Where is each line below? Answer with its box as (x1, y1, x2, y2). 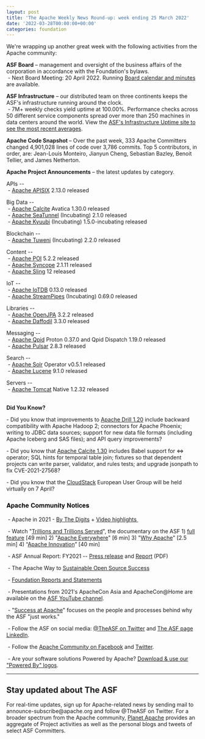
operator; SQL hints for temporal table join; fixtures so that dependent (6, 454, 182, 461)
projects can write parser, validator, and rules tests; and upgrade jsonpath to (6, 460, 198, 468)
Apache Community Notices (6, 500, 90, 510)
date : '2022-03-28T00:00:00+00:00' (6, 20, 97, 26)
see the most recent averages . (6, 125, 84, 132)
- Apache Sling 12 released (7, 268, 76, 276)
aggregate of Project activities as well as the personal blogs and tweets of (6, 721, 192, 728)
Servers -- (6, 379, 32, 386)
